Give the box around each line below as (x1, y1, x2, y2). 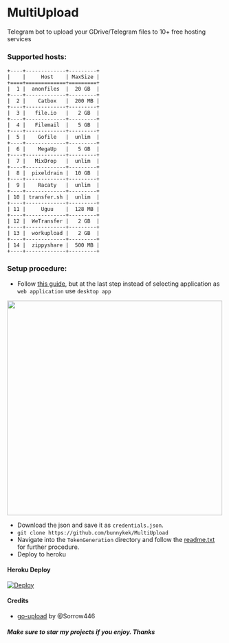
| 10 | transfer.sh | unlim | (7, 194, 100, 201)
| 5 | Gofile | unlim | (7, 134, 100, 141)
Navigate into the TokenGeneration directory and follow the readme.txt (17, 535, 215, 543)
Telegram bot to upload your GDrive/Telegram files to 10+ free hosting (7, 27, 206, 36)
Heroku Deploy (7, 565, 51, 574)
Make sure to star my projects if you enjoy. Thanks (7, 627, 155, 636)
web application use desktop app (17, 286, 111, 295)
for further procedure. (17, 543, 80, 551)
